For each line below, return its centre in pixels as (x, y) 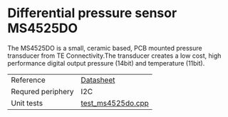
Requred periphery (42, 91)
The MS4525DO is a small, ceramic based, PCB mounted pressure (105, 48)
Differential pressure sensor (92, 13)
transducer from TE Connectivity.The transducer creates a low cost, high (114, 56)
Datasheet (98, 80)
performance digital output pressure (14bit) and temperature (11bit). (106, 63)
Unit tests (27, 103)
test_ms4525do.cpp (115, 103)
